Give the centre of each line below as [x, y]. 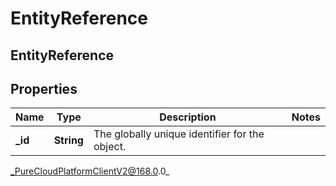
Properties [44, 88]
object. [110, 147]
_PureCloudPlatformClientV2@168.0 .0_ [90, 171]
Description [188, 117]
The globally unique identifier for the [179, 134]
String [68, 140]
